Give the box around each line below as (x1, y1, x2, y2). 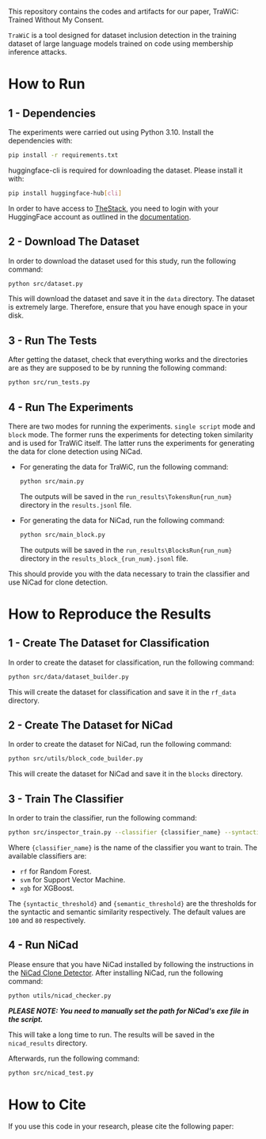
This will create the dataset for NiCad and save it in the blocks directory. (8, 769, 243, 779)
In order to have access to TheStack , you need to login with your (8, 204, 219, 213)
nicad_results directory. (8, 1038, 88, 1048)
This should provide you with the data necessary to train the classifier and (8, 569, 250, 578)
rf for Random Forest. (19, 867, 92, 876)
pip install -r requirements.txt (8, 151, 119, 159)
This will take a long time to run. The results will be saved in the (8, 1030, 215, 1039)
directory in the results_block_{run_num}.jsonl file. (19, 554, 188, 563)
